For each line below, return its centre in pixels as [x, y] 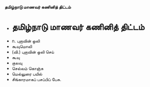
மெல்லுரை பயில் [27, 74]
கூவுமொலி [22, 46]
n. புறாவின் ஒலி [26, 41]
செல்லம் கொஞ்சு [28, 68]
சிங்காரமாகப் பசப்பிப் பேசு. [36, 79]
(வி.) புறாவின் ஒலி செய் [33, 52]
